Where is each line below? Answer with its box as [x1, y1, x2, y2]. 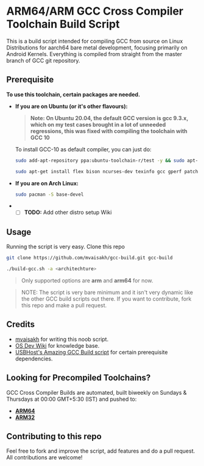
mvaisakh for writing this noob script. [15, 335, 108, 343]
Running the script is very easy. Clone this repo [6, 243, 125, 251]
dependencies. [15, 355, 53, 362]
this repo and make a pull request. [21, 302, 107, 309]
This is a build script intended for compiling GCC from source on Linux [6, 37, 183, 45]
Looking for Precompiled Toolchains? [6, 373, 151, 383]
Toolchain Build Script [6, 17, 120, 31]
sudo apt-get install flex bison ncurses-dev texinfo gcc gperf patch [15, 168, 199, 174]
